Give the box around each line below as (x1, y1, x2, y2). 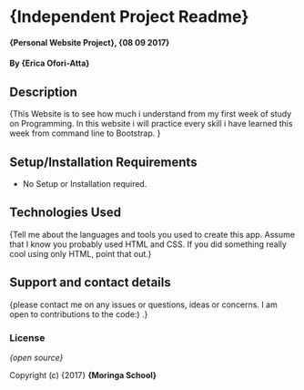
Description (9, 84, 77, 99)
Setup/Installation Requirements (9, 154, 198, 169)
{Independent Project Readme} (9, 6, 249, 27)
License (9, 331, 46, 344)
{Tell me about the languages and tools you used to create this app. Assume (9, 229, 296, 240)
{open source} (9, 352, 64, 363)
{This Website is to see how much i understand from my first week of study (9, 108, 292, 119)
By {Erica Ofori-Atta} (9, 57, 90, 69)
